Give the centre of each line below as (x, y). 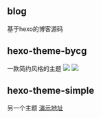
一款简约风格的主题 (34, 68)
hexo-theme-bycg (47, 51)
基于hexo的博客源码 (35, 29)
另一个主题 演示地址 (35, 108)
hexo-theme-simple (51, 91)
